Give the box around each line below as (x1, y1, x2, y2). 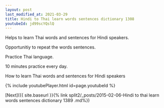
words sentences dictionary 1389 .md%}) (5, 98, 90, 104)
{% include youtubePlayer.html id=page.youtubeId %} (5, 83, 116, 89)
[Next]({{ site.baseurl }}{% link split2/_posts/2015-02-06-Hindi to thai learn (5, 92, 160, 98)
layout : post (5, 7, 32, 12)
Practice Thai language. (5, 54, 54, 60)
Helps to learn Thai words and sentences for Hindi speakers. (5, 35, 129, 41)
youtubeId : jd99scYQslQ (5, 21, 55, 26)
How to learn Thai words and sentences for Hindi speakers (5, 73, 126, 79)
